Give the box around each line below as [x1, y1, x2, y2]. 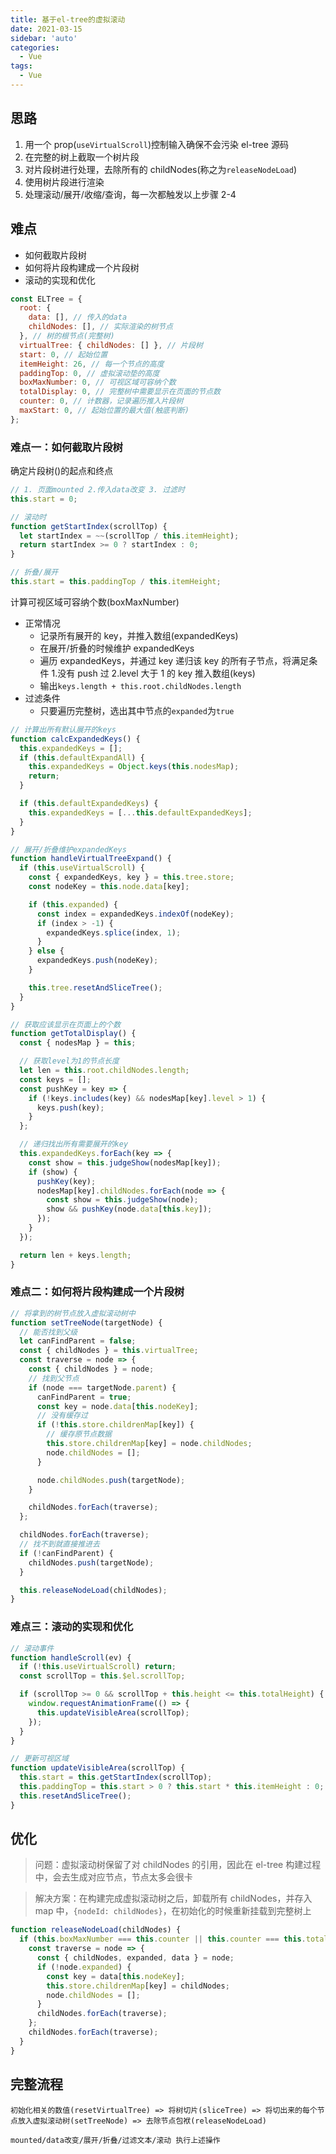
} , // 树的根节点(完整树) [19, 331, 115, 341]
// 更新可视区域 [10, 1754, 69, 1764]
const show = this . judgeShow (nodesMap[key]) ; [28, 1157, 222, 1168]
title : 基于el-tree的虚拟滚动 [10, 14, 126, 25]
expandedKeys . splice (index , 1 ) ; [46, 927, 182, 938]
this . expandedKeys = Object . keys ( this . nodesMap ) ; [28, 762, 240, 772]
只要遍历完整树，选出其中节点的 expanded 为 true [39, 704, 235, 716]
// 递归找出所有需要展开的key [19, 1139, 129, 1150]
